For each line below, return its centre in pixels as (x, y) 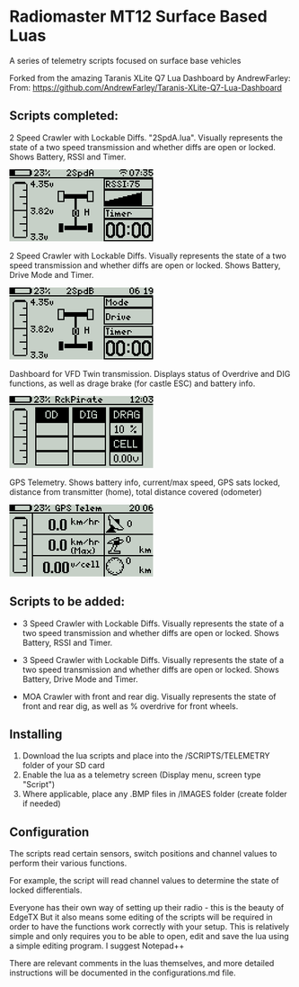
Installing (36, 734)
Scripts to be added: (67, 601)
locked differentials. (46, 890)
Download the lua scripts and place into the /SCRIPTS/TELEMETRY (146, 756)
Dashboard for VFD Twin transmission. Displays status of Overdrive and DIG (150, 373)
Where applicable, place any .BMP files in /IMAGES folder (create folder (154, 794)
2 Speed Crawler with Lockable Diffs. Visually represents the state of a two (148, 256)
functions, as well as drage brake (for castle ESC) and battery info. (132, 383)
